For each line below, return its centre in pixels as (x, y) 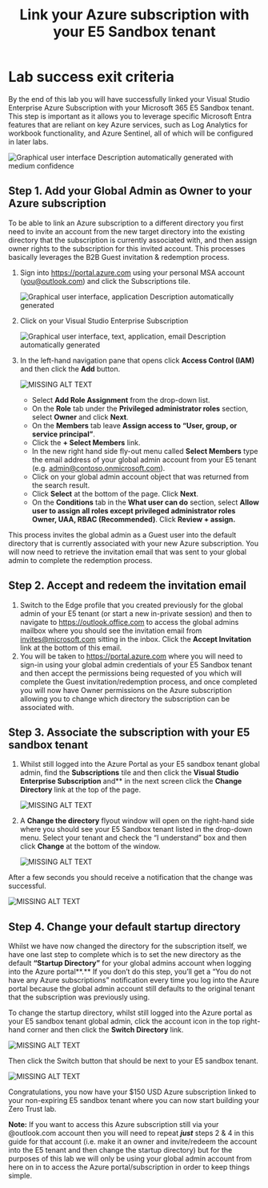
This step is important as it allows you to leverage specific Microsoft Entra (130, 116)
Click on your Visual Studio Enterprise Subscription (104, 320)
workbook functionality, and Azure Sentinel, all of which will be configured (131, 133)
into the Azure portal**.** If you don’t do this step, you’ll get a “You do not (130, 971)
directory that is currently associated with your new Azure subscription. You (133, 543)
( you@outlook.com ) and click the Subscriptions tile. (105, 281)
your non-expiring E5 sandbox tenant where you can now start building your (134, 1101)
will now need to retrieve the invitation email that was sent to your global (127, 552)
